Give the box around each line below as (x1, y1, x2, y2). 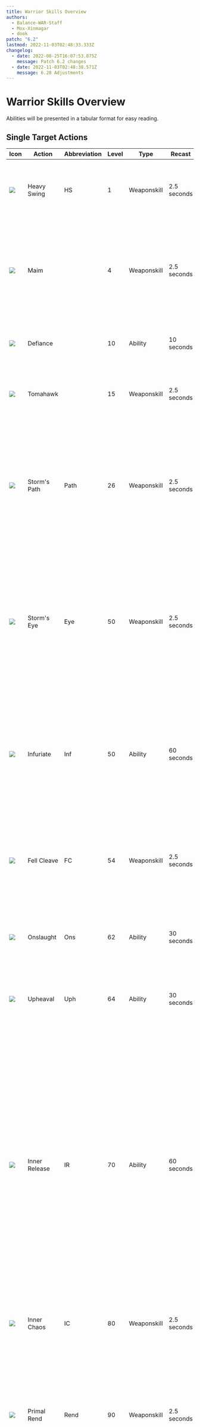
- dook (11, 31, 28, 37)
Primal (27, 1407, 46, 1415)
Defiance (27, 339, 54, 347)
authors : (6, 14, 28, 20)
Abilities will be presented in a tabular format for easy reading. (6, 115, 159, 122)
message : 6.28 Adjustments (17, 70, 84, 76)
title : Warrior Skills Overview (6, 8, 86, 15)
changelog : (6, 48, 33, 54)
